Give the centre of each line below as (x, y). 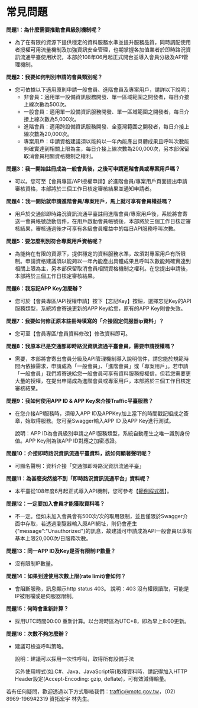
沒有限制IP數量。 (35, 563)
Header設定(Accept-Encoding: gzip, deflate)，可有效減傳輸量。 (92, 678)
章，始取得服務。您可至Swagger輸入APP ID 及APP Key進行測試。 (94, 421)
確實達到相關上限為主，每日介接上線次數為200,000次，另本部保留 (109, 148)
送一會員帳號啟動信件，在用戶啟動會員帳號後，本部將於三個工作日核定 (100, 221)
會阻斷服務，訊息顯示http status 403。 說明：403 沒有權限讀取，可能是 (102, 589)
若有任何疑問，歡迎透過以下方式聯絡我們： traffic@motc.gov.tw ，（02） (92, 691)
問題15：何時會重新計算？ (38, 608)
